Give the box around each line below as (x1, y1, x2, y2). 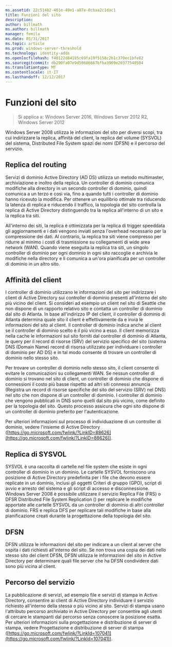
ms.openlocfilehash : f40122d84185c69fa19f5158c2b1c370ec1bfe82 (5, 55, 144, 61)
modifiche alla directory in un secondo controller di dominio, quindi (5, 185, 147, 191)
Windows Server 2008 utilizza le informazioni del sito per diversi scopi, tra (5, 129, 163, 135)
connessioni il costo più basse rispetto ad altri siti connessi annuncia (5, 381, 150, 388)
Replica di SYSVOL (5, 450, 67, 459)
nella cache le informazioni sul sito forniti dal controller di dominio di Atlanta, (5, 333, 167, 339)
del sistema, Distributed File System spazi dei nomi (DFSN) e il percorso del (5, 140, 165, 146)
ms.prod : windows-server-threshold (5, 46, 82, 51)
